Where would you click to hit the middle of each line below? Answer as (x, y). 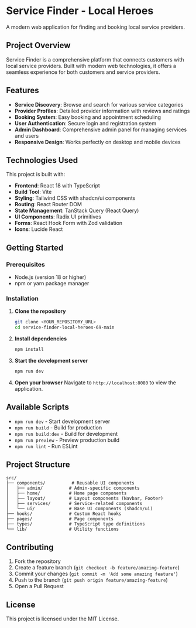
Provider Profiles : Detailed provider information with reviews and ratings (102, 111)
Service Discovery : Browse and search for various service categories (99, 104)
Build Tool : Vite (33, 192)
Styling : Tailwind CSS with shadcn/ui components (75, 198)
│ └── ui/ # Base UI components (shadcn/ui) (80, 509)
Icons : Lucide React (39, 229)
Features (23, 91)
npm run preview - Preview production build (67, 440)
